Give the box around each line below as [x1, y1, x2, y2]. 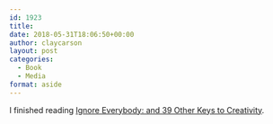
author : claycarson [9, 38, 83, 48]
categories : [9, 55, 54, 64]
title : [9, 22, 34, 31]
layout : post [9, 47, 58, 56]
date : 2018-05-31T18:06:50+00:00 [9, 30, 135, 39]
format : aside [9, 80, 63, 89]
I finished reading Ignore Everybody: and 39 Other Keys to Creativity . [9, 104, 265, 115]
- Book [17, 64, 42, 73]
